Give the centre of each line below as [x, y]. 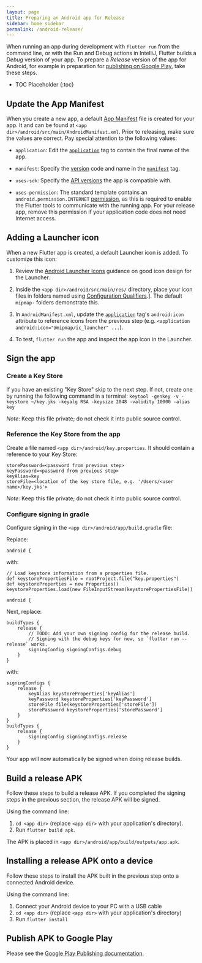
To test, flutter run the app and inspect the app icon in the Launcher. [104, 339]
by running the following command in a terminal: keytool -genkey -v [93, 396]
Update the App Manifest [55, 104]
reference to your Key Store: [42, 454]
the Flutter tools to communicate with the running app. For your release [105, 206]
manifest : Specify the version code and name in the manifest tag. [98, 169]
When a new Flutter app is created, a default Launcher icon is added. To [97, 252]
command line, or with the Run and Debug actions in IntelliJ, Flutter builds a [102, 53]
